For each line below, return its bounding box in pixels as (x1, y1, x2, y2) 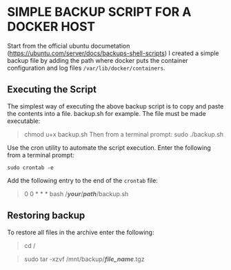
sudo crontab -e (7, 164, 54, 171)
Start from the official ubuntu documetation (7, 41, 130, 50)
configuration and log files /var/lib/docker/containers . (7, 64, 165, 72)
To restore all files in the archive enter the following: (7, 228, 154, 236)
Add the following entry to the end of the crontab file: (7, 176, 159, 184)
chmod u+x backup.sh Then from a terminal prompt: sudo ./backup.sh (23, 130, 224, 138)
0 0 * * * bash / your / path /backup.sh (23, 189, 129, 197)
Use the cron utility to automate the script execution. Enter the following (7, 143, 212, 152)
